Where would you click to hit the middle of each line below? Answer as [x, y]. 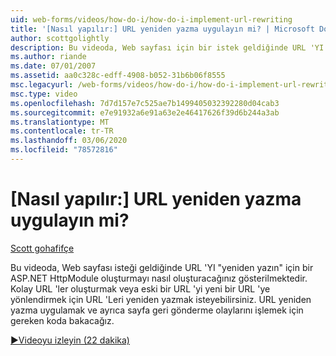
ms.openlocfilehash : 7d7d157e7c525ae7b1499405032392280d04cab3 [145, 103]
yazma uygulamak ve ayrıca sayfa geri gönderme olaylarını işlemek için [157, 310]
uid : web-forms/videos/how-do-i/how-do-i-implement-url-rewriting [151, 19]
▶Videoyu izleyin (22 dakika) [70, 340]
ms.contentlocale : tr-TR [62, 131]
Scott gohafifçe [42, 248]
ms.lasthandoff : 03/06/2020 [69, 141]
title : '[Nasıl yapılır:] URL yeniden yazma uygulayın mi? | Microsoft [162, 29]
